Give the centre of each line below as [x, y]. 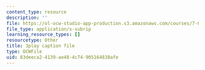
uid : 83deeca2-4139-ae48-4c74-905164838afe [63, 57]
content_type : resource [37, 12]
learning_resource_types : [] [43, 35]
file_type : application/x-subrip [49, 29]
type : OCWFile [24, 52]
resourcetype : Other [33, 40]
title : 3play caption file [41, 46]
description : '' [27, 18]
